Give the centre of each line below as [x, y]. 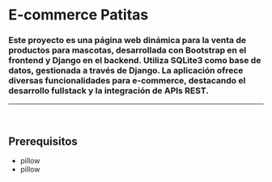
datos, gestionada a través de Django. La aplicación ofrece [126, 70]
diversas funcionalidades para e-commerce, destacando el [127, 81]
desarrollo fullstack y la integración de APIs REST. [108, 91]
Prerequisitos [43, 141]
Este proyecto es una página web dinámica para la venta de [127, 40]
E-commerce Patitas [79, 15]
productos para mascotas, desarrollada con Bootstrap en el [127, 50]
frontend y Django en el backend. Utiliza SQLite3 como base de [135, 61]
